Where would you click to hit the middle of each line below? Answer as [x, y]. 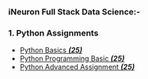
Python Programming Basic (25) [72, 58]
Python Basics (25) [51, 51]
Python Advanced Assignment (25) [77, 67]
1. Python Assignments [53, 32]
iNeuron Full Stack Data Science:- [74, 12]
